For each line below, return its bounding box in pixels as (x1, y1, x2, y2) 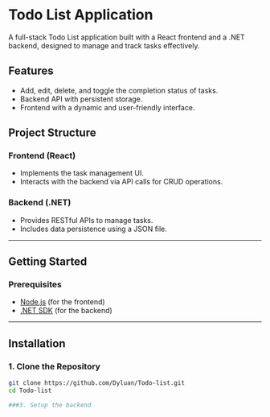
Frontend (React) (8, 151, 76, 162)
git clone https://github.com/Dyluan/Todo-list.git (8, 379, 185, 387)
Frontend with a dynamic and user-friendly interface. (19, 102, 195, 112)
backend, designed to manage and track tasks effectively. (8, 40, 200, 50)
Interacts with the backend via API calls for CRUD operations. (19, 177, 223, 187)
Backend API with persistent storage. (19, 94, 143, 104)
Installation (8, 336, 66, 350)
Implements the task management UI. (19, 168, 145, 178)
